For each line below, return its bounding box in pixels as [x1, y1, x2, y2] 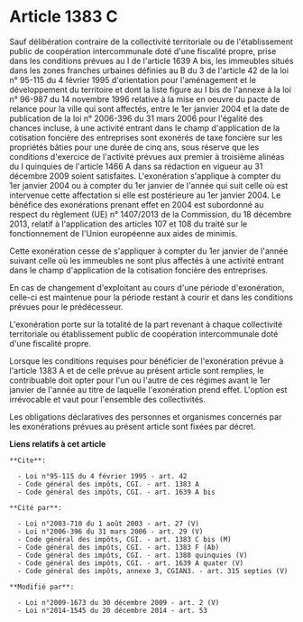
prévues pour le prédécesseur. [9, 301, 124, 312]
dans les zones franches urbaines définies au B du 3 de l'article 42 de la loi [9, 65, 289, 76]
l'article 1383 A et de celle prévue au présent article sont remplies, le [9, 365, 264, 376]
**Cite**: [9, 456, 47, 465]
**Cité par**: [9, 503, 63, 512]
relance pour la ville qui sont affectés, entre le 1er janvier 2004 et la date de [9, 103, 290, 114]
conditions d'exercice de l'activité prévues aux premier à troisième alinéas [9, 151, 285, 162]
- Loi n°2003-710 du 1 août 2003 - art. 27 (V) [17, 519, 200, 528]
